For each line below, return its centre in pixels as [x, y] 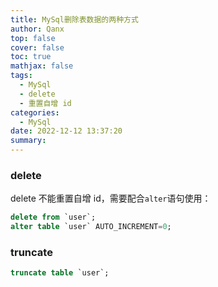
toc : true [31, 57]
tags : [21, 76]
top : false [33, 38]
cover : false [37, 47]
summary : [28, 141]
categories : [35, 112]
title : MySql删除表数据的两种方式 [74, 19]
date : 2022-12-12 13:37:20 [66, 131]
